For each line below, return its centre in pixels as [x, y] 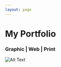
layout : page [18, 10]
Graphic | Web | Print [30, 49]
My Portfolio [30, 33]
